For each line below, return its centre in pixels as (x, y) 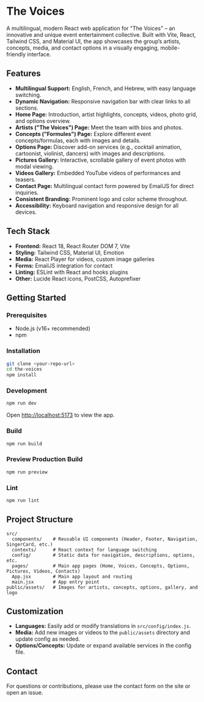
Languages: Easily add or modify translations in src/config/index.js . (103, 626)
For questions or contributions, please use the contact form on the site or (98, 686)
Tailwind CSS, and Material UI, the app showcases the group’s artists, (94, 41)
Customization (35, 612)
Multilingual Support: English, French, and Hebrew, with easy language (105, 88)
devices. (26, 212)
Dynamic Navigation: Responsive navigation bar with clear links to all (103, 101)
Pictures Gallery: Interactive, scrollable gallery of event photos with (100, 160)
